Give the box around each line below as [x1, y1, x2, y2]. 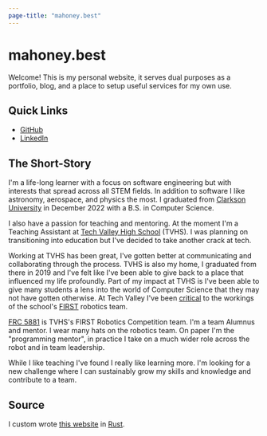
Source [8, 398, 45, 411]
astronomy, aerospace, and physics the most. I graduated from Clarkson [8, 194, 246, 204]
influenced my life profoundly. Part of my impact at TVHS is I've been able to [8, 277, 260, 286]
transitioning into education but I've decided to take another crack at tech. [8, 236, 252, 245]
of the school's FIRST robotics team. [8, 302, 128, 312]
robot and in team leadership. [8, 343, 105, 352]
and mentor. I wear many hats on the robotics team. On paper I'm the [8, 326, 235, 336]
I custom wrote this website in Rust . [8, 419, 125, 429]
